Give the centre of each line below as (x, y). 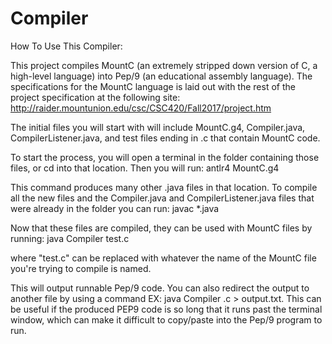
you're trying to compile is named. (81, 268)
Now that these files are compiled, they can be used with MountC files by (161, 228)
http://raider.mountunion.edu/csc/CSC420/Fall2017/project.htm (141, 108)
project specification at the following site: (95, 97)
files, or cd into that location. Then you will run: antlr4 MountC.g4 (145, 168)
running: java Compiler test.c (70, 238)
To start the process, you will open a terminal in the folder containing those (165, 157)
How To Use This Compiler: (66, 46)
